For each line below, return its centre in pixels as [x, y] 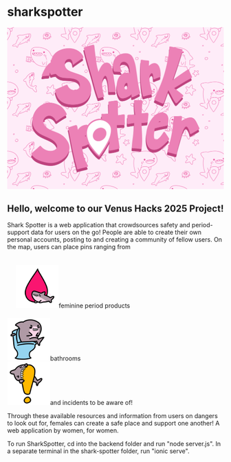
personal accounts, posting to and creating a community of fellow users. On [114, 240]
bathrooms [66, 358]
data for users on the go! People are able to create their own [116, 232]
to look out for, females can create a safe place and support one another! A [113, 424]
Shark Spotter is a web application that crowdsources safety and [99, 225]
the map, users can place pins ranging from [69, 247]
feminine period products [95, 305]
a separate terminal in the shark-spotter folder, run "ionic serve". [98, 451]
